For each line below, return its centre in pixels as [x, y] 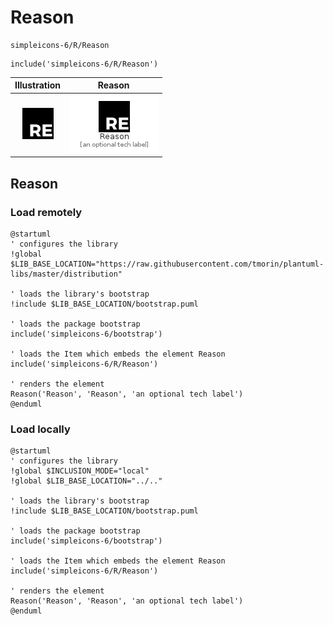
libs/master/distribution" [66, 274]
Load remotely [46, 212]
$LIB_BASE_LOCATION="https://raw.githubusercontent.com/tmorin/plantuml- [167, 264]
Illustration [38, 85]
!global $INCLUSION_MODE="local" [80, 471]
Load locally [40, 429]
